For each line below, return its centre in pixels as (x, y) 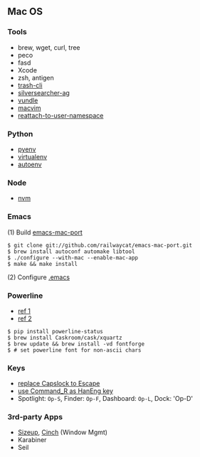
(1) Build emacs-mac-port (45, 232)
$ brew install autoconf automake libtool (71, 252)
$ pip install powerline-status (55, 331)
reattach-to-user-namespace (60, 115)
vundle (28, 100)
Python (20, 134)
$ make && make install (43, 264)
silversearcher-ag (43, 92)
